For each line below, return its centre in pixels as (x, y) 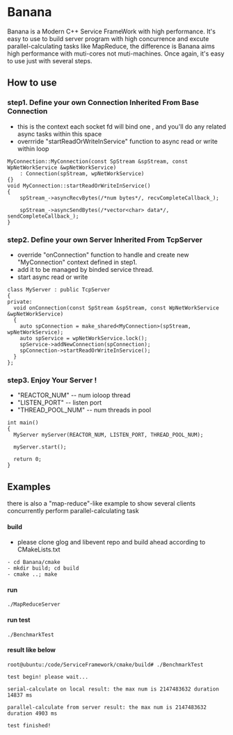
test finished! (29, 725)
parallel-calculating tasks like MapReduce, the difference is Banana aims (111, 46)
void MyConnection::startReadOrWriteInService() (79, 186)
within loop (33, 148)
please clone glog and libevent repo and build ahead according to (111, 542)
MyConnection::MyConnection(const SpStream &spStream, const (98, 161)
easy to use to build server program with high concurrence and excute (108, 38)
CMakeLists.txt (39, 549)
